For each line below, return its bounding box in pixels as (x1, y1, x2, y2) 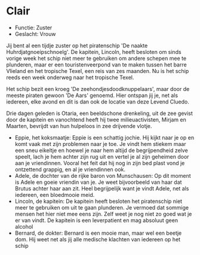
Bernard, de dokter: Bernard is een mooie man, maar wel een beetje (14, 229, 182, 236)
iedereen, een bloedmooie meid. (14, 191, 95, 198)
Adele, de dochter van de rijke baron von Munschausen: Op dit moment (14, 172, 191, 179)
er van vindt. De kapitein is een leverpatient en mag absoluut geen (14, 217, 178, 224)
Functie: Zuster (14, 24, 53, 31)
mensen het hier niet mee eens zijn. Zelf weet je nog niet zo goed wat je (14, 210, 192, 217)
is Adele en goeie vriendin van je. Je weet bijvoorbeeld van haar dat (14, 178, 182, 186)
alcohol (14, 223, 33, 230)
